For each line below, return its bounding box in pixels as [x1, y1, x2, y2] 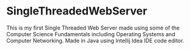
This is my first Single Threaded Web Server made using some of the [6, 24, 180, 31]
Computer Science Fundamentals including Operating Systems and [6, 30, 175, 37]
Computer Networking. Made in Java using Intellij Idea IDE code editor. [6, 37, 185, 44]
